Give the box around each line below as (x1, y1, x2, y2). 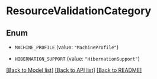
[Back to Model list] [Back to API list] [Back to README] (6, 67, 142, 74)
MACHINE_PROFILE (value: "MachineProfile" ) (14, 43, 119, 50)
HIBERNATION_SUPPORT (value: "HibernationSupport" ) (14, 55, 140, 62)
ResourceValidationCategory (6, 4, 152, 18)
